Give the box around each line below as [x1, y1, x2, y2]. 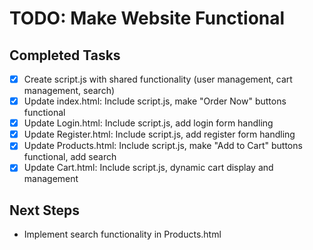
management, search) [23, 85, 116, 97]
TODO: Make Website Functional [9, 7, 286, 30]
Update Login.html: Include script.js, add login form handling [23, 117, 274, 129]
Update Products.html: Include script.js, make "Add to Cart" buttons [23, 140, 303, 152]
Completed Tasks [9, 47, 121, 64]
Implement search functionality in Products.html [23, 228, 222, 241]
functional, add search [23, 151, 117, 163]
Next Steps [9, 202, 80, 219]
